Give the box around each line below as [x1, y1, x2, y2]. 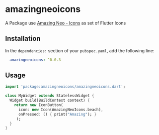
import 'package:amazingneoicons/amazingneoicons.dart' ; [5, 84, 126, 89]
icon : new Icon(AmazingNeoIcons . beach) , [18, 107, 103, 112]
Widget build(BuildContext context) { [9, 98, 90, 103]
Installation [5, 34, 41, 43]
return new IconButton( [14, 103, 64, 108]
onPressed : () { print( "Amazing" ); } [18, 112, 97, 117]
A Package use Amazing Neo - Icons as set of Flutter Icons [5, 20, 126, 26]
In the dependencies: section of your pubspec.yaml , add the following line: [5, 47, 155, 53]
